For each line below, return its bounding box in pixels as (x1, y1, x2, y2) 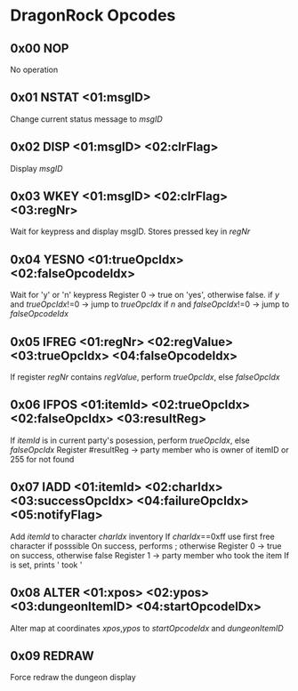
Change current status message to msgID (10, 113, 163, 125)
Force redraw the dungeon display (10, 672, 136, 683)
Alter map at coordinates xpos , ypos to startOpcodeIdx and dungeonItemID (10, 623, 284, 633)
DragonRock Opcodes (10, 5, 176, 26)
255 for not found (10, 454, 75, 464)
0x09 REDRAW (10, 648, 94, 663)
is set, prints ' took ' (10, 559, 83, 570)
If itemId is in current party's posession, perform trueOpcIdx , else (10, 435, 250, 446)
